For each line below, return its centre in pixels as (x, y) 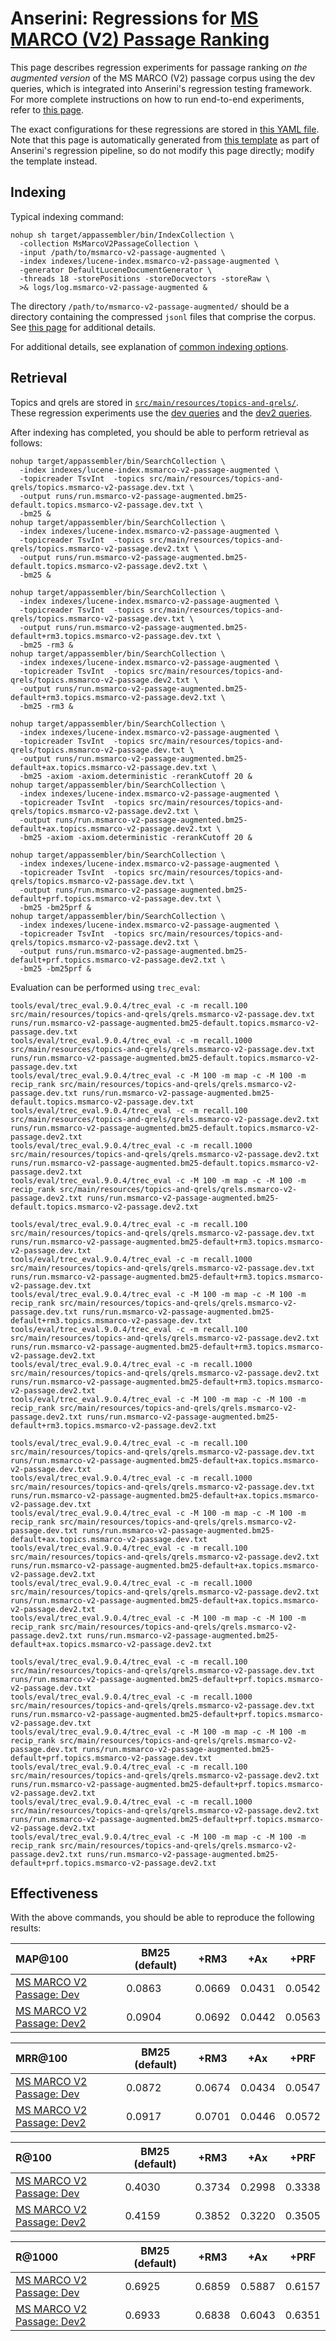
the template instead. (54, 161)
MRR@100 (41, 2059)
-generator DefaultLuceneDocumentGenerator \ (116, 270)
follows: (26, 443)
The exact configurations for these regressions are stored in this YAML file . (165, 129)
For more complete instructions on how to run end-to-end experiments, (157, 99)
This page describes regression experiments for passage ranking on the (159, 67)
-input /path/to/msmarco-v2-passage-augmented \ (122, 252)
